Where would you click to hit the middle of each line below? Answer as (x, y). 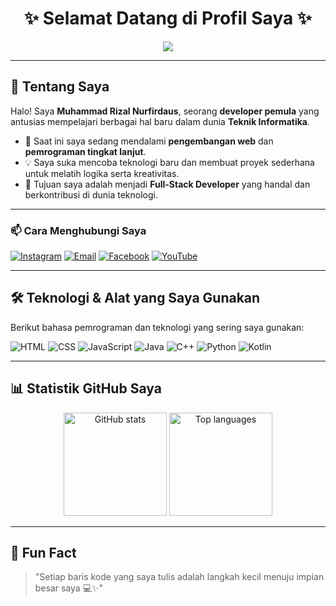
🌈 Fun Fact (43, 553)
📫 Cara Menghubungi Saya (78, 230)
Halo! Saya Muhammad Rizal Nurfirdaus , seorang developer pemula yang (165, 111)
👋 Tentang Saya (60, 87)
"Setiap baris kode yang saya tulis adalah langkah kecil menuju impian (179, 577)
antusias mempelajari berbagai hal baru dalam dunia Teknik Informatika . (160, 121)
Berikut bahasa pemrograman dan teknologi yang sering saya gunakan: (157, 327)
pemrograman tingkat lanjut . (85, 151)
